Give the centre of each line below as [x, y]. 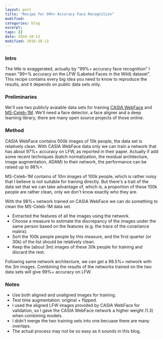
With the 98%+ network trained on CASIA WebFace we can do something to [81, 201]
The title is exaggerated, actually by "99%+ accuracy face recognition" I [77, 69]
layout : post [18, 9]
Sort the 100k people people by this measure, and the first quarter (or [82, 236]
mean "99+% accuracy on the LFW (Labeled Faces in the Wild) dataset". [78, 74]
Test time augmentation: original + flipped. [54, 300]
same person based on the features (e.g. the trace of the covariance [81, 226]
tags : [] [14, 32]
